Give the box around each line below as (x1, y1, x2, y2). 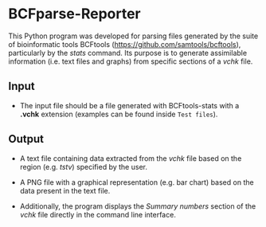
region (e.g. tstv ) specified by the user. (19, 162, 147, 171)
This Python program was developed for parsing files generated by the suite (8, 31, 259, 41)
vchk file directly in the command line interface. (19, 209, 177, 219)
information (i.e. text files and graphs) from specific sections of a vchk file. (8, 57, 253, 66)
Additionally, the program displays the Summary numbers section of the (19, 201, 256, 211)
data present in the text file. (19, 186, 111, 195)
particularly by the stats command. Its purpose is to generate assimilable (8, 48, 248, 57)
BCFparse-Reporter (8, 5, 141, 23)
